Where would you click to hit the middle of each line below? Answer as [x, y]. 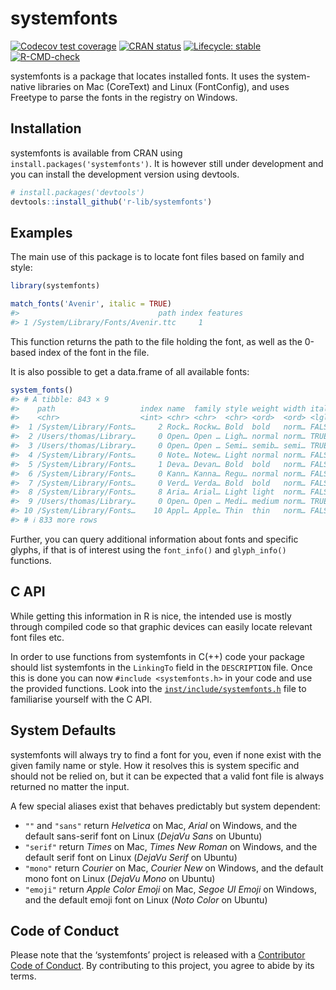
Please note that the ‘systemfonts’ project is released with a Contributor [158, 955]
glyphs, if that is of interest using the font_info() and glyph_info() [148, 549]
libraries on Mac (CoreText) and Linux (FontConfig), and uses [163, 86]
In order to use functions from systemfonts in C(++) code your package [158, 656]
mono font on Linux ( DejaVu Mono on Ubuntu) [120, 878]
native [23, 86]
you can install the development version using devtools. [125, 174]
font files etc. [37, 637]
